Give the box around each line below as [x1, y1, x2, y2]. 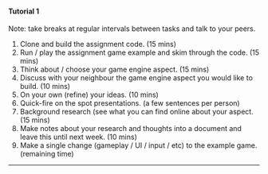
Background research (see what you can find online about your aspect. [19, 107, 254, 117]
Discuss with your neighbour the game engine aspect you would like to [19, 73, 254, 83]
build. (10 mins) [19, 82, 70, 91]
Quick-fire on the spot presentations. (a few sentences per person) [19, 99, 241, 108]
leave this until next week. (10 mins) [19, 132, 137, 142]
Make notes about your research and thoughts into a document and [19, 124, 242, 133]
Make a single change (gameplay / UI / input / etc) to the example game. [19, 141, 258, 150]
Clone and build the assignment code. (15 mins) [19, 40, 177, 49]
